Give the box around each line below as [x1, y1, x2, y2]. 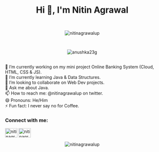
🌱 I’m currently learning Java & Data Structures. [5, 74, 101, 80]
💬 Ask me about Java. [5, 84, 49, 90]
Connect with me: [5, 117, 48, 124]
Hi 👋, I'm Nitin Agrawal [36, 4, 129, 16]
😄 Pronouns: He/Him [5, 97, 48, 103]
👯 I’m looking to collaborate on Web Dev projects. [5, 79, 105, 85]
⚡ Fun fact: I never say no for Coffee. [5, 102, 79, 108]
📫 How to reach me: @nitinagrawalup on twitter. [5, 90, 103, 96]
